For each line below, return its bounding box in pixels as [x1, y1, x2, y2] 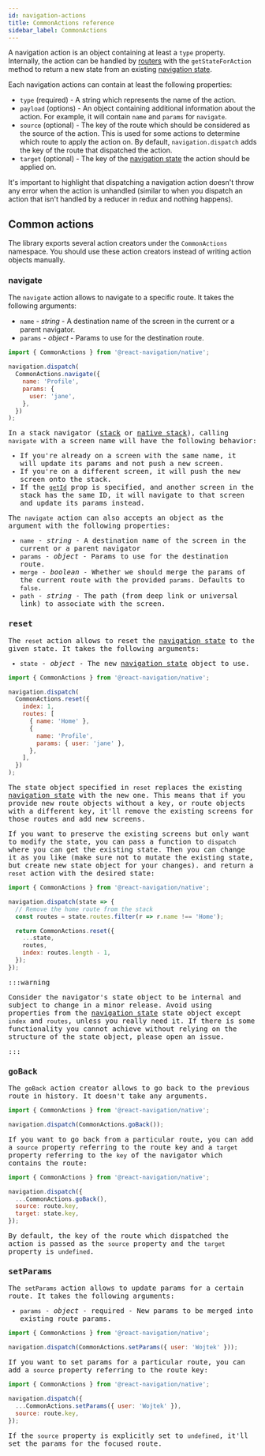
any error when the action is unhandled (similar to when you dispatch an [8, 186, 243, 196]
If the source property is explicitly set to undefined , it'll [8, 1431, 248, 1440]
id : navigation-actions [8, 11, 87, 20]
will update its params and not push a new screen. [19, 459, 224, 468]
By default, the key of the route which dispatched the [8, 1232, 229, 1240]
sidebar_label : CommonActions [8, 26, 108, 34]
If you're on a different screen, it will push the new [19, 467, 241, 476]
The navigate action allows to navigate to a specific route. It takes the [8, 293, 234, 303]
